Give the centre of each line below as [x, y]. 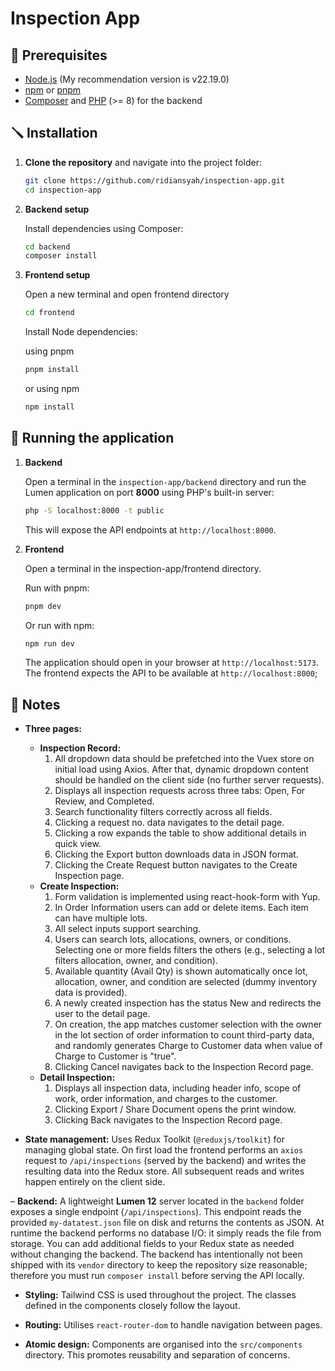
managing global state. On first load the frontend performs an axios [164, 1150]
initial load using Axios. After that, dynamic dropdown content [181, 769]
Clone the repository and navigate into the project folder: [143, 162]
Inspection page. [89, 876]
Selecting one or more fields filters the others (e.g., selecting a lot [190, 950]
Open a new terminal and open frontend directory [127, 294]
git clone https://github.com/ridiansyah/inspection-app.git [155, 180]
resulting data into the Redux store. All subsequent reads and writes [164, 1171]
